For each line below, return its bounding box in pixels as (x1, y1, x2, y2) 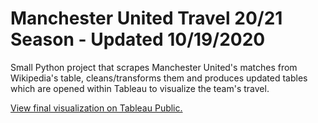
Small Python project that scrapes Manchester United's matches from (10, 61, 298, 73)
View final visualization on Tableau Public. (10, 102, 183, 114)
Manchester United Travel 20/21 (10, 7, 283, 30)
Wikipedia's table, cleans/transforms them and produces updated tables (10, 72, 308, 84)
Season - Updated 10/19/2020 (10, 28, 266, 51)
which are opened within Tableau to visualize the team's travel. (10, 82, 270, 94)
